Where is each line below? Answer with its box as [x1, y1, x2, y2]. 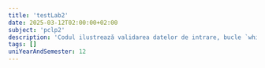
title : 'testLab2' [8, 11, 69, 20]
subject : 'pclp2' [8, 26, 65, 34]
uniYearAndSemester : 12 [8, 48, 87, 55]
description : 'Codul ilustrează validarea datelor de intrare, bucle [8, 33, 242, 41]
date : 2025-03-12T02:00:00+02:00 [8, 19, 118, 27]
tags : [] [8, 41, 37, 48]
